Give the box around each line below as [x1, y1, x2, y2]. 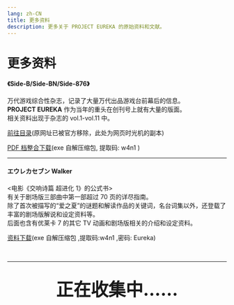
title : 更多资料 [7, 17, 50, 24]
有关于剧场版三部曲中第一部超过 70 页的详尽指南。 [7, 192, 153, 201]
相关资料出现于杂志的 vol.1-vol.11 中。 [7, 114, 114, 122]
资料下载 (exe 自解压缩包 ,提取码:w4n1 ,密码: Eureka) [7, 233, 156, 242]
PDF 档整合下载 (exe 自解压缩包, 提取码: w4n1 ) [7, 143, 141, 152]
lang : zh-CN [7, 10, 42, 17]
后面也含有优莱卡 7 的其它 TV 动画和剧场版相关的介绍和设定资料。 [7, 219, 197, 227]
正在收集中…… [55, 278, 179, 300]
